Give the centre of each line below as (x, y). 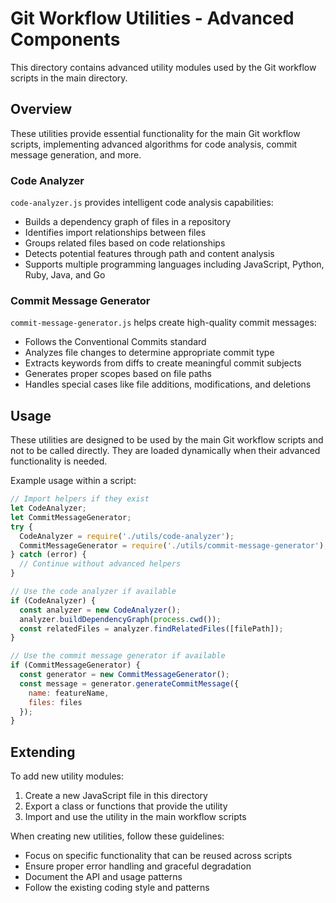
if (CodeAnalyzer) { (53, 600)
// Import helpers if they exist (80, 499)
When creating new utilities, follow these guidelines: (117, 836)
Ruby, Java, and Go (65, 275)
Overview (41, 109)
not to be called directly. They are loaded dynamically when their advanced (165, 451)
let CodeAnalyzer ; (48, 508)
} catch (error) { (48, 555)
